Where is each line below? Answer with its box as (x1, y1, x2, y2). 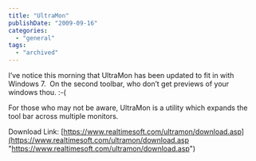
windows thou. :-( (8, 88, 66, 96)
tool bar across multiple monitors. (8, 112, 119, 120)
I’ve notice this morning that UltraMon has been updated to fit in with (8, 71, 234, 80)
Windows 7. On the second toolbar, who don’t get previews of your (8, 79, 230, 88)
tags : (8, 41, 26, 49)
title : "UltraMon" (8, 11, 69, 20)
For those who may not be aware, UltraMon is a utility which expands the (8, 103, 248, 112)
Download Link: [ (8, 127, 64, 136)
